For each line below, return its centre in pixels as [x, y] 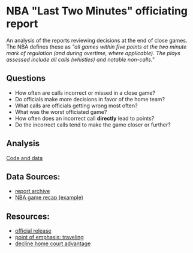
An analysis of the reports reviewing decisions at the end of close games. [97, 40]
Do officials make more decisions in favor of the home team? [90, 99]
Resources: [28, 216]
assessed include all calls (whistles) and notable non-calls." [80, 59]
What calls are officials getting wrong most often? [76, 106]
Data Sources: [33, 177]
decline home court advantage [53, 243]
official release [33, 231]
